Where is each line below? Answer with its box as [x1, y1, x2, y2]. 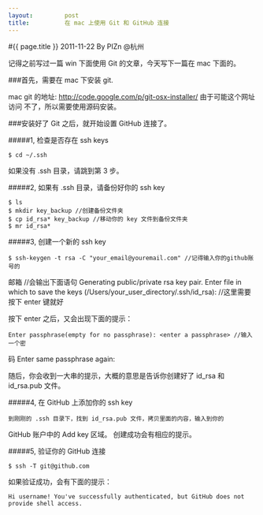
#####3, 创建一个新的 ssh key [8, 237, 106, 246]
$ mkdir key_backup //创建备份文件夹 [8, 207, 124, 215]
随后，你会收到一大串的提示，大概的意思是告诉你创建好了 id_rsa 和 [8, 371, 225, 380]
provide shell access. [8, 499, 83, 507]
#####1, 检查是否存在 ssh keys [8, 135, 109, 144]
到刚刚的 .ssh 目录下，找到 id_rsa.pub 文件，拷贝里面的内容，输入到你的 [8, 415, 224, 423]
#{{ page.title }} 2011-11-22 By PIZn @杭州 [8, 41, 144, 51]
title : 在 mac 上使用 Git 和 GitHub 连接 [8, 19, 169, 27]
